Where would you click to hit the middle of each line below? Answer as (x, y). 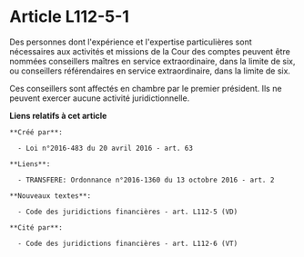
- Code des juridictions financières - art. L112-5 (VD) (128, 212)
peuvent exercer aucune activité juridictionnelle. (100, 98)
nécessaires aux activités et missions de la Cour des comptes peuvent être (150, 51)
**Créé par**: (36, 132)
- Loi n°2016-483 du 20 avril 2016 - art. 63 (106, 148)
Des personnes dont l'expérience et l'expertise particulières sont (131, 42)
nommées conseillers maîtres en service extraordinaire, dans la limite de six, (152, 61)
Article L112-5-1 (70, 17)
